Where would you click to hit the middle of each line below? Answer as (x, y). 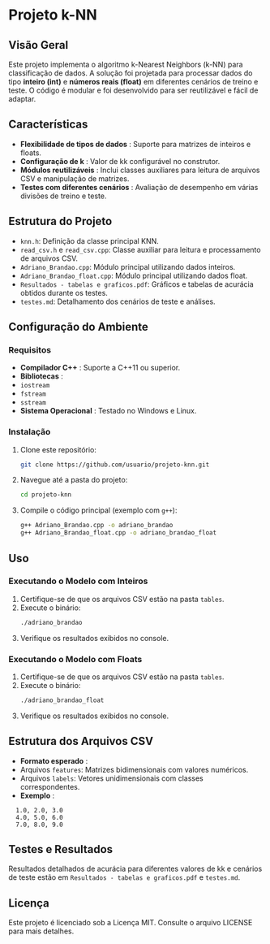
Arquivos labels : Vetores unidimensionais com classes (112, 778)
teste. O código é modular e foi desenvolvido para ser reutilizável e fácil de (133, 90)
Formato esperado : (54, 760)
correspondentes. (50, 786)
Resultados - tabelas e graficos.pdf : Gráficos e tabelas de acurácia (137, 284)
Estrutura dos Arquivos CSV (81, 741)
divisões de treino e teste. (63, 196)
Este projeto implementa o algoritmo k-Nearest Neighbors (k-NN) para (126, 64)
